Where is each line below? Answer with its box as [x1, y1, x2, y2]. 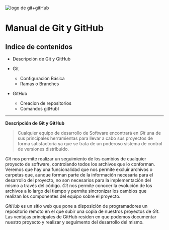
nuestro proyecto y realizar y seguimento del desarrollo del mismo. [5, 219, 144, 225]
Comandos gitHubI [20, 106, 59, 111]
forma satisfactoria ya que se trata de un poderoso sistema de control [17, 141, 162, 146]
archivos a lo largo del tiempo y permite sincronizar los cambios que [5, 188, 147, 194]
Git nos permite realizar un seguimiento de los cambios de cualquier [5, 156, 147, 161]
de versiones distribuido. [17, 146, 69, 152]
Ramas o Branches [20, 81, 59, 87]
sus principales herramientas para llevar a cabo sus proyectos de [17, 135, 153, 141]
